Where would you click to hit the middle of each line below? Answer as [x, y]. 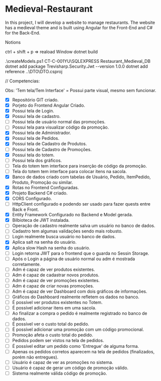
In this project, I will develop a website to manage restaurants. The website [80, 22]
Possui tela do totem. [33, 155]
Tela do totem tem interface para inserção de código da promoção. [80, 166]
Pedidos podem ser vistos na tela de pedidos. [58, 341]
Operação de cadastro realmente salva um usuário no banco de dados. [83, 226]
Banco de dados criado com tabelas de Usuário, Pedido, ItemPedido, [81, 177]
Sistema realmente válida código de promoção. [60, 373]
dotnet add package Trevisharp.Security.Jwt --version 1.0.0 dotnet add [76, 66]
